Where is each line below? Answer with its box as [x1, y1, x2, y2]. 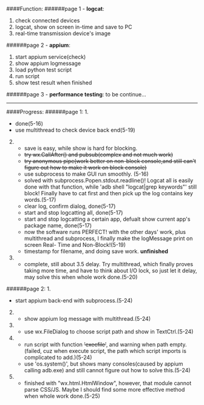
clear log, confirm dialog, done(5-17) [24, 202, 116, 210]
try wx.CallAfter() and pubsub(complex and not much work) [24, 151, 174, 158]
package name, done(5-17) [24, 222, 92, 229]
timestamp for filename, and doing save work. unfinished [24, 248, 169, 255]
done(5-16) [15, 120, 44, 127]
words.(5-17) [24, 196, 56, 203]
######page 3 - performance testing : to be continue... [6, 91, 147, 98]
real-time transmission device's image [15, 30, 111, 37]
